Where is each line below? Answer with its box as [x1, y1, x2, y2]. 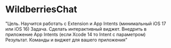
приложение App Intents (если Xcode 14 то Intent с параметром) [5, 31, 146, 37]
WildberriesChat [5, 4, 77, 15]
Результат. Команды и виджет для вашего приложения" [5, 37, 128, 43]
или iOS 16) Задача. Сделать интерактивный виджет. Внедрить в [5, 26, 147, 32]
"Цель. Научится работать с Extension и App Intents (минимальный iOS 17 [5, 20, 166, 27]
